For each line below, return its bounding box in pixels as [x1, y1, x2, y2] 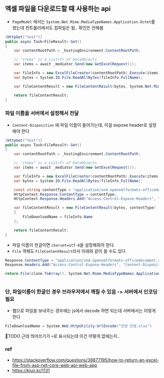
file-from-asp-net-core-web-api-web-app [12, 362, 98, 368]
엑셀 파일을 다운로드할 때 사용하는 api [5, 4, 111, 13]
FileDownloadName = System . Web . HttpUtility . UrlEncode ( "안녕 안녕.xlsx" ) [5, 324, 152, 329]
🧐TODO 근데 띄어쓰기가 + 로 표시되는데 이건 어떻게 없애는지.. [5, 333, 120, 339]
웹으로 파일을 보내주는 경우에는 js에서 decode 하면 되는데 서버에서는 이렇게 [12, 308, 156, 314]
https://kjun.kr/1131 [12, 367, 50, 373]
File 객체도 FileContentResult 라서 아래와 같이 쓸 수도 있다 [12, 248, 126, 254]
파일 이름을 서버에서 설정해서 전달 [5, 110, 79, 117]
